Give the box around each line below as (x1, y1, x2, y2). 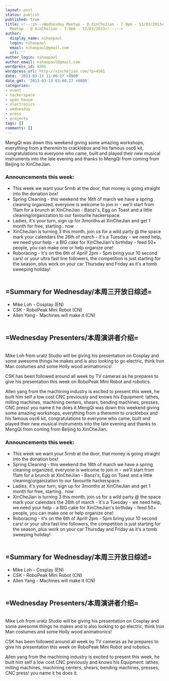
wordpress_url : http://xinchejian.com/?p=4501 (5, 69, 105, 74)
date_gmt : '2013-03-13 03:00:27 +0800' (5, 78, 90, 83)
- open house (5, 97, 33, 102)
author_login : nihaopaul (5, 54, 58, 60)
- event (5, 87, 22, 93)
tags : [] (5, 120, 24, 126)
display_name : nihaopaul (10, 36, 62, 41)
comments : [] (5, 125, 33, 131)
